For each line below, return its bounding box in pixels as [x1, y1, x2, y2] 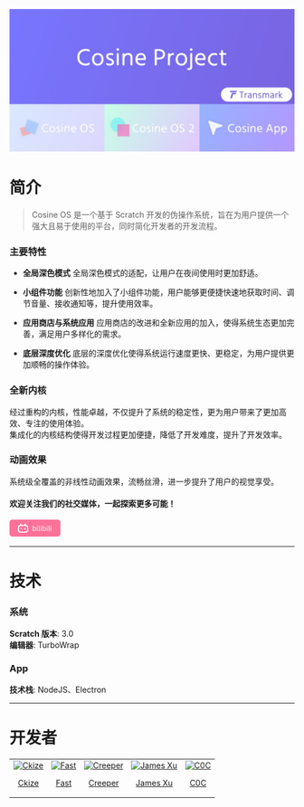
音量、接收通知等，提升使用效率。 [30, 299, 158, 309]
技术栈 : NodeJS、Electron [9, 684, 107, 695]
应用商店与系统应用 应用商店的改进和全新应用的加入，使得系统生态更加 [22, 318, 287, 328]
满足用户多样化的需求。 [38, 328, 127, 339]
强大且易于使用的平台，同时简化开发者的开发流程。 [31, 220, 223, 231]
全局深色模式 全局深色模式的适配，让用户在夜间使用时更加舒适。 [22, 268, 263, 279]
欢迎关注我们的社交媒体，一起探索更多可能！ [9, 498, 176, 509]
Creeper [88, 777, 119, 788]
